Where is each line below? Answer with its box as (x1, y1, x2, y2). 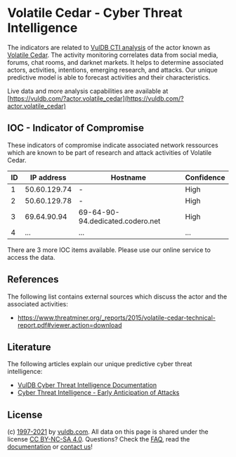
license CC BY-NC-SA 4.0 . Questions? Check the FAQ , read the (7, 435, 190, 444)
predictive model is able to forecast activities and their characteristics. (7, 73, 211, 82)
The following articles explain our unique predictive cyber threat (7, 360, 192, 368)
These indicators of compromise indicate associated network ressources (7, 141, 219, 149)
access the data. (7, 253, 55, 261)
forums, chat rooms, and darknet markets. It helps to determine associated (7, 58, 223, 66)
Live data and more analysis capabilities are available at (7, 87, 169, 95)
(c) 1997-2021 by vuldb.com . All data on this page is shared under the (7, 427, 209, 436)
